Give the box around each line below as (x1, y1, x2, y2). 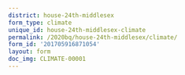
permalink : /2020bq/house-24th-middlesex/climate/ (8, 33, 178, 41)
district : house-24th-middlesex (8, 11, 114, 20)
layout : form (8, 48, 51, 55)
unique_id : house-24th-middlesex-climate (8, 26, 146, 34)
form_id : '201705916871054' (8, 41, 101, 48)
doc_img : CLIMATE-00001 (8, 55, 87, 63)
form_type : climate (8, 19, 72, 27)
